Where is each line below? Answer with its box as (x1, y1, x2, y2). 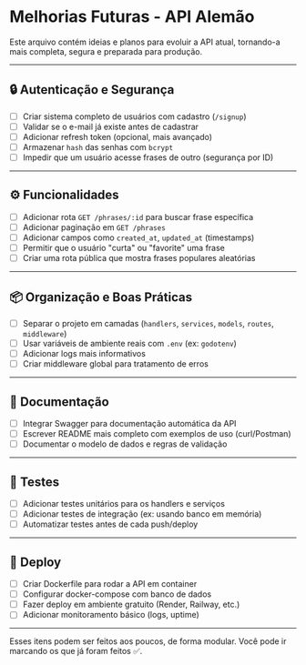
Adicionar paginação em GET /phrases (22, 221, 166, 233)
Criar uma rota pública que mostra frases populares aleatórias (22, 253, 256, 264)
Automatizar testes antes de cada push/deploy (22, 519, 199, 529)
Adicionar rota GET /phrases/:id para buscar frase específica (22, 211, 254, 222)
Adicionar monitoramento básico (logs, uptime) (22, 610, 200, 620)
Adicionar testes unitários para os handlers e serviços (22, 499, 226, 509)
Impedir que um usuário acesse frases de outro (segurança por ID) (22, 152, 274, 163)
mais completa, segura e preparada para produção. (9, 45, 203, 56)
